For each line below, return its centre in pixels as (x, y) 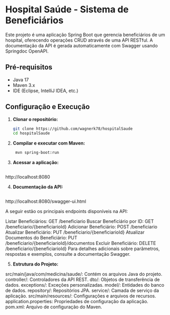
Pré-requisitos (29, 67)
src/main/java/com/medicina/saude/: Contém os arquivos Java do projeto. (84, 274)
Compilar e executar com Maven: (49, 143)
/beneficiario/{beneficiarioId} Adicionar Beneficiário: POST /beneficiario (81, 227)
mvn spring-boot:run (37, 153)
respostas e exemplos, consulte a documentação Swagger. (68, 254)
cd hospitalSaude (31, 133)
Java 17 (21, 80)
